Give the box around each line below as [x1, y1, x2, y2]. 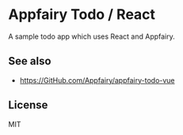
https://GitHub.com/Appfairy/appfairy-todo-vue [19, 75, 176, 84]
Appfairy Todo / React [8, 6, 156, 24]
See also [8, 54, 51, 68]
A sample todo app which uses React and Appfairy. [8, 32, 176, 41]
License [8, 99, 48, 112]
